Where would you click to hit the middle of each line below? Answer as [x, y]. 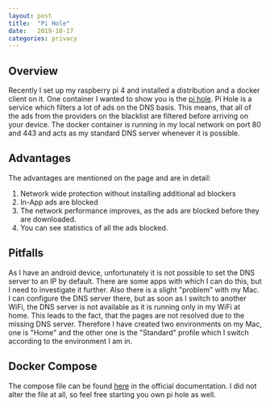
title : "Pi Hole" [39, 23]
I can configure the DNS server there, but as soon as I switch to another [128, 298]
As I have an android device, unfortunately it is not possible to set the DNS [132, 272]
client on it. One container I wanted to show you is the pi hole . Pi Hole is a [130, 99]
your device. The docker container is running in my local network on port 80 [135, 125]
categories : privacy [43, 38]
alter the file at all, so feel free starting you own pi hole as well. [112, 394]
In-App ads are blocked [59, 201]
